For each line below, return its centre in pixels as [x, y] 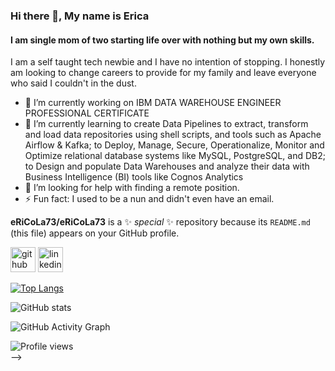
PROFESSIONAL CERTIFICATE [87, 113]
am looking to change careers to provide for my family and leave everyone [163, 73]
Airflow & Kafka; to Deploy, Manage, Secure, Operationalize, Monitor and [174, 145]
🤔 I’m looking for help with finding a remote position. [132, 188]
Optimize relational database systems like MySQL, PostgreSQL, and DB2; [175, 156]
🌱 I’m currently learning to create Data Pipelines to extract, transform [166, 124]
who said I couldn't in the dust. [73, 83]
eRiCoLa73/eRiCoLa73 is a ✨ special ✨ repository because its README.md [160, 222]
